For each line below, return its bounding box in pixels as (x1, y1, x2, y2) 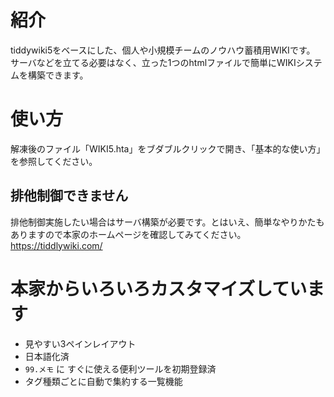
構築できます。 (27, 69, 89, 81)
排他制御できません (10, 187, 129, 205)
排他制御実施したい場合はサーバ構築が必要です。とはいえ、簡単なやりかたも (10, 216, 325, 228)
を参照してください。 (10, 155, 98, 167)
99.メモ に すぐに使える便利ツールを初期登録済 (24, 362, 217, 375)
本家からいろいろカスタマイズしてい (10, 277, 308, 300)
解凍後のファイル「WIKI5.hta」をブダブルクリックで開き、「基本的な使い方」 (10, 142, 326, 155)
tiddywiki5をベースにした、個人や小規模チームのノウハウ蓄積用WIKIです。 (10, 44, 316, 56)
